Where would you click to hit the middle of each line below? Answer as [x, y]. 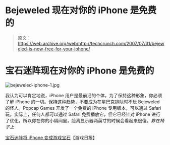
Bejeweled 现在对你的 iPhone [67, 10]
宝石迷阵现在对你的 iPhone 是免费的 [80, 71]
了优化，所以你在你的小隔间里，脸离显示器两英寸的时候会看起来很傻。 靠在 [82, 120]
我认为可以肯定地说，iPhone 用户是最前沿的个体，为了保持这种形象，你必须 [84, 95]
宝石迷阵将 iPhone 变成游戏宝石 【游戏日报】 [51, 137]
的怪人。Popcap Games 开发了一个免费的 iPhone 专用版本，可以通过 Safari [83, 108]
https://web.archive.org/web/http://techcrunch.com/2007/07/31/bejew [91, 43]
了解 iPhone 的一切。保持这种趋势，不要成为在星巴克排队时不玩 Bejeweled [82, 102]
